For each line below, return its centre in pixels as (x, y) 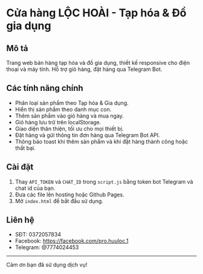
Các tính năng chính (45, 88)
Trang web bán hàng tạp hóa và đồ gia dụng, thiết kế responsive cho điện (98, 63)
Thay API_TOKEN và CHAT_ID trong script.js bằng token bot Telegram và (104, 181)
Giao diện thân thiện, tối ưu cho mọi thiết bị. (69, 129)
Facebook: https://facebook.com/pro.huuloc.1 (72, 241)
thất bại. (25, 148)
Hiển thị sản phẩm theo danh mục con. (63, 109)
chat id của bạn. (35, 188)
